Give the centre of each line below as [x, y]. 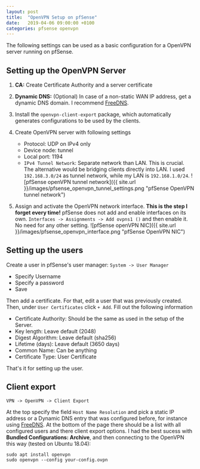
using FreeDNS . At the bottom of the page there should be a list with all [93, 424]
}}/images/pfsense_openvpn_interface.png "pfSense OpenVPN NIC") [100, 232]
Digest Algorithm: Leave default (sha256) [65, 338]
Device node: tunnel [48, 151]
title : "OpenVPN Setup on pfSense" [52, 17]
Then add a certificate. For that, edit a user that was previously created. [94, 301]
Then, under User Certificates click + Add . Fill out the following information [99, 307]
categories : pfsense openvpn [42, 28]
